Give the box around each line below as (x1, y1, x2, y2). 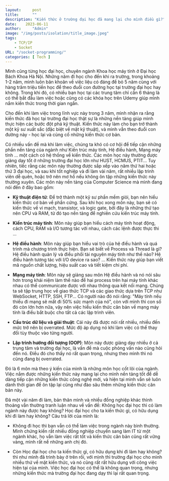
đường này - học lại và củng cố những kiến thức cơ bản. (5, 132, 122, 138)
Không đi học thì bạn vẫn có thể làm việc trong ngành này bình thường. (12, 423, 160, 429)
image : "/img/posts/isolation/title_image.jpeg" (5, 31, 109, 36)
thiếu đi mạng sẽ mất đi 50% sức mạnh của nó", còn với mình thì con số (12, 299, 162, 305)
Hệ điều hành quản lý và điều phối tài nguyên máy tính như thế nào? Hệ (12, 251, 161, 258)
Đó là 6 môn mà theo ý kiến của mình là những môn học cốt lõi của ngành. (5, 366, 159, 372)
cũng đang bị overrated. (12, 356, 63, 362)
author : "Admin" (5, 26, 49, 31)
